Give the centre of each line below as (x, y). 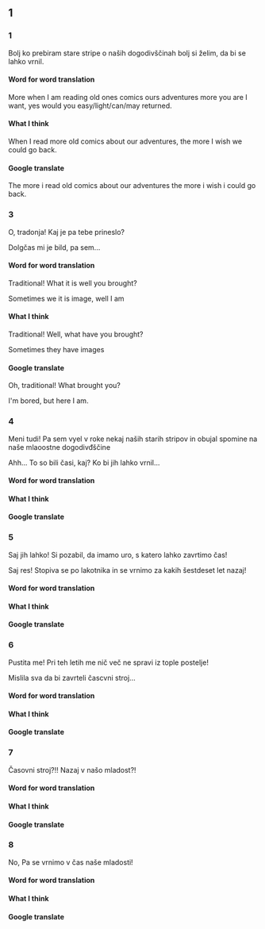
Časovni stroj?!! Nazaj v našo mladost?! (72, 770)
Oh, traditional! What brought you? (65, 386)
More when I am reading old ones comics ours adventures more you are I (128, 97)
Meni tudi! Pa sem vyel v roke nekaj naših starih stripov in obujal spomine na (133, 439)
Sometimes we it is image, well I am (66, 298)
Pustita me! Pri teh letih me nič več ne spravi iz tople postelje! (108, 662)
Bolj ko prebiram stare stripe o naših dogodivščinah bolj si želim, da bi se (127, 53)
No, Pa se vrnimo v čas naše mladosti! (71, 862)
